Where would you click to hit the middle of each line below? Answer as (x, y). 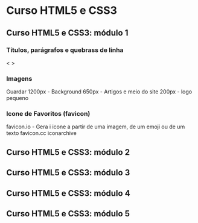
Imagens (19, 78)
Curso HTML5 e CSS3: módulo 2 (68, 152)
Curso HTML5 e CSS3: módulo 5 (68, 214)
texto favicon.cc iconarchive (41, 133)
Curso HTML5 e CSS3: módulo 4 (69, 193)
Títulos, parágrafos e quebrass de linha (65, 50)
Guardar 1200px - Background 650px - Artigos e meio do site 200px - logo (99, 92)
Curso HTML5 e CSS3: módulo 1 (67, 33)
